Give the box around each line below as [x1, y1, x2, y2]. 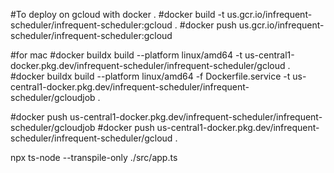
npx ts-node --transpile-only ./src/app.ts [10, 152, 178, 163]
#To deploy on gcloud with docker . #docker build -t [10, 9, 225, 20]
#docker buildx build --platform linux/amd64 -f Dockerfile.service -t [10, 70, 291, 82]
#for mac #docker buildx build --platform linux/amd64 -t [10, 49, 243, 61]
